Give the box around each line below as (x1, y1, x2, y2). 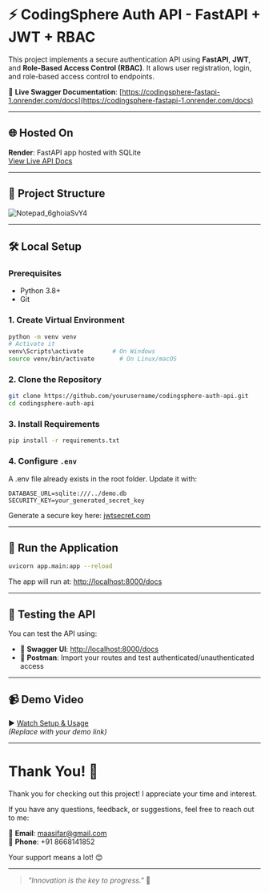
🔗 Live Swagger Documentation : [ (8, 86, 122, 96)
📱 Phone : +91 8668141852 (8, 837, 95, 847)
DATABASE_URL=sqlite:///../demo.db (8, 489, 127, 497)
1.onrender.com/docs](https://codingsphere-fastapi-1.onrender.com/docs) (8, 95, 254, 105)
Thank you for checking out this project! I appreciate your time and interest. (8, 789, 258, 798)
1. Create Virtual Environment (8, 315, 126, 326)
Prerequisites (8, 267, 62, 279)
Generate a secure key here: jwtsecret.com (8, 510, 151, 520)
